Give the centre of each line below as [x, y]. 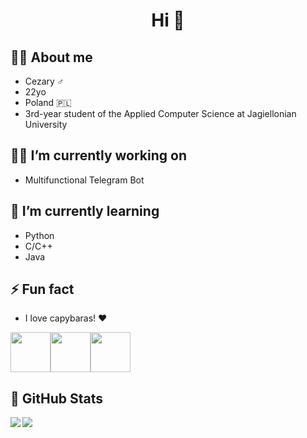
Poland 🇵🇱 [48, 102]
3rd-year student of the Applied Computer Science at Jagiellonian [160, 113]
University [46, 124]
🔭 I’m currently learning [85, 211]
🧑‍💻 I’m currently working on [98, 155]
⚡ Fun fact [42, 289]
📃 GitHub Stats [56, 398]
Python [39, 235]
